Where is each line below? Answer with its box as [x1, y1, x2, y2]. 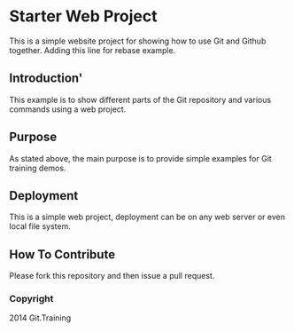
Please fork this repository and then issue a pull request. [9, 271, 215, 281]
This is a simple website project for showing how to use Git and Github [9, 36, 267, 46]
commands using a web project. [9, 104, 127, 115]
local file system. [9, 221, 71, 232]
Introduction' [9, 71, 83, 86]
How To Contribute [9, 247, 116, 262]
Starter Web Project [9, 6, 158, 27]
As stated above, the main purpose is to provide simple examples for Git [9, 153, 272, 163]
